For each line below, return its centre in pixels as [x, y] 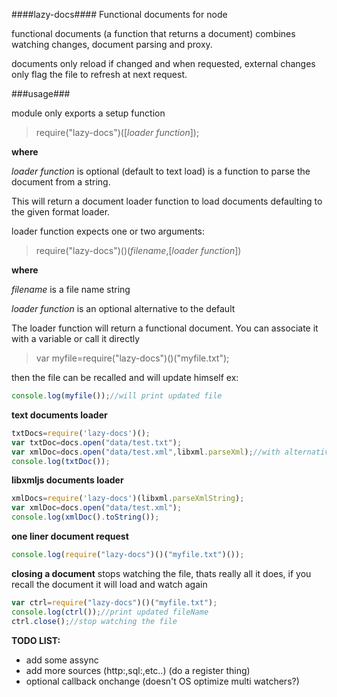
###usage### [41, 93]
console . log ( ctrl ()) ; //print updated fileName [110, 612]
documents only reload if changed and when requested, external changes [163, 63]
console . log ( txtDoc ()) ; [61, 461]
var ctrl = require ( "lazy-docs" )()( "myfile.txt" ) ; [114, 602]
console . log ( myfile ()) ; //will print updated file [117, 396]
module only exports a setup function [88, 113]
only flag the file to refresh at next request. [99, 74]
